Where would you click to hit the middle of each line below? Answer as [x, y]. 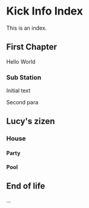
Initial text [18, 91]
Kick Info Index [45, 11]
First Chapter [32, 47]
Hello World [21, 61]
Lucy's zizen [31, 122]
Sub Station [24, 77]
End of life [26, 186]
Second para [22, 102]
